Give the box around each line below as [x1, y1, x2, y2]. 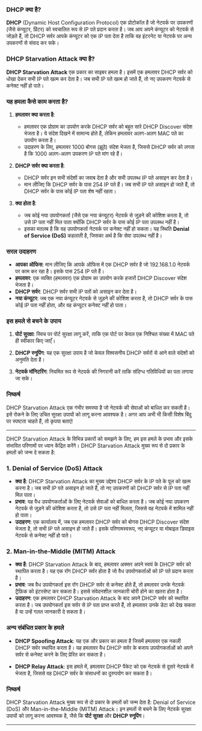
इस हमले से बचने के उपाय [6, 317, 61, 325]
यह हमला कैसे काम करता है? [6, 97, 69, 106]
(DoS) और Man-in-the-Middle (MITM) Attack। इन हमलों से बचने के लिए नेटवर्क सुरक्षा [6, 705, 192, 712]
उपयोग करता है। [23, 136, 57, 144]
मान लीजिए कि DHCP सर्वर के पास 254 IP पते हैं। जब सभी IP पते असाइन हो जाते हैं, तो [23, 180, 195, 188]
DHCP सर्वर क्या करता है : [14, 162, 65, 169]
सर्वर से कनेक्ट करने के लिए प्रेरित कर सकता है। [14, 650, 106, 658]
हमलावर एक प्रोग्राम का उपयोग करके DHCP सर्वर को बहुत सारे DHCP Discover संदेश [23, 123, 193, 130]
